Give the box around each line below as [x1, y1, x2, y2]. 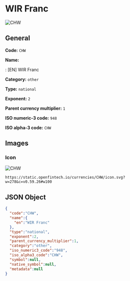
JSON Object [5, 193, 46, 201]
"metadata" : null [9, 267, 43, 272]
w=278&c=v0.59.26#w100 [5, 179, 52, 185]
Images [5, 139, 29, 148]
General [5, 34, 31, 42]
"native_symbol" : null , [9, 262, 57, 267]
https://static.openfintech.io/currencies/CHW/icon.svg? [5, 175, 126, 180]
